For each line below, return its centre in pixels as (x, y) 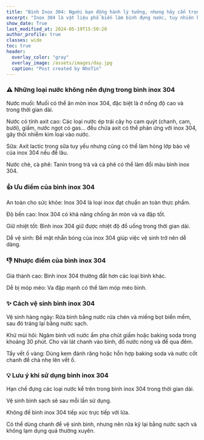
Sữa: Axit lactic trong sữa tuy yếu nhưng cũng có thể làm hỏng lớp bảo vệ (98, 146)
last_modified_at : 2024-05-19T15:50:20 (57, 29)
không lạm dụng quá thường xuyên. (51, 430)
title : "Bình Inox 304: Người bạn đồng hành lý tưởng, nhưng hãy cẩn (96, 12)
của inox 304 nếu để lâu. (37, 152)
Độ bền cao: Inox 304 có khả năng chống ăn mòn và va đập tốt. (86, 214)
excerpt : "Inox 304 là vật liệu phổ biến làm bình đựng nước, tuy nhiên (100, 18)
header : (16, 52)
